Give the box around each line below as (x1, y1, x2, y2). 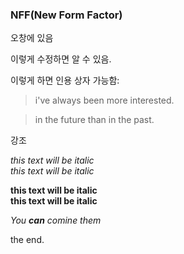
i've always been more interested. (34, 94, 175, 107)
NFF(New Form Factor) (10, 8, 123, 22)
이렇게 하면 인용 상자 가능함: (10, 74, 120, 87)
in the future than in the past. (34, 114, 155, 126)
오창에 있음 (10, 32, 54, 44)
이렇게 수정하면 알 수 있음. (10, 53, 112, 65)
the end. (10, 234, 45, 246)
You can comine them (10, 214, 102, 227)
